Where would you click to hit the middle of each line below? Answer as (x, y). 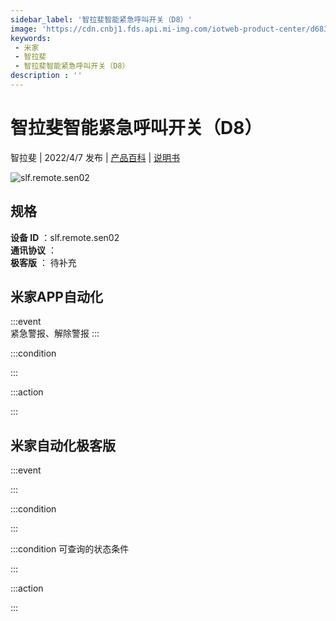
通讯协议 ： (33, 250)
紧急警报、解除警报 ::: (55, 333)
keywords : (31, 38)
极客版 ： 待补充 (43, 262)
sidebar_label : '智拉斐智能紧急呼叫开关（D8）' (101, 19)
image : (24, 29)
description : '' (46, 76)
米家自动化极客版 (63, 445)
